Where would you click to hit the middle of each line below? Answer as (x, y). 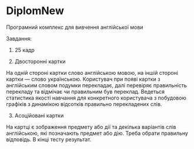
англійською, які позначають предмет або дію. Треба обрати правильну (97, 133)
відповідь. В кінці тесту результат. (49, 139)
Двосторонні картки (40, 61)
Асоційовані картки (39, 115)
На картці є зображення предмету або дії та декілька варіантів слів (91, 127)
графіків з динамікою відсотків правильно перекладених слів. (84, 104)
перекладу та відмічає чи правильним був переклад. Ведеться (86, 91)
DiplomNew (35, 11)
